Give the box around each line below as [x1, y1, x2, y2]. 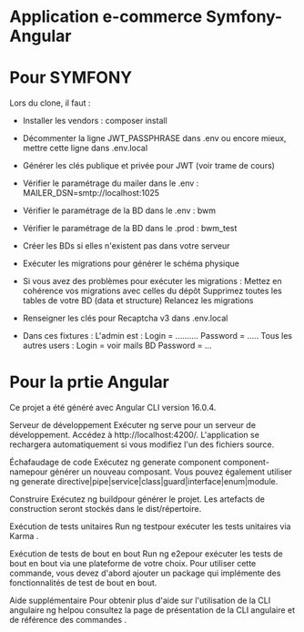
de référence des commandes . [9, 615, 127, 626]
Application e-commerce [9, 6, 203, 27]
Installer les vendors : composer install [22, 116, 168, 127]
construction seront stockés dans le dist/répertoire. [9, 504, 202, 515]
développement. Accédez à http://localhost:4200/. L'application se [9, 430, 259, 441]
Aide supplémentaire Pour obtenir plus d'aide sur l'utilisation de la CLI [9, 595, 271, 607]
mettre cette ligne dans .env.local [22, 143, 148, 154]
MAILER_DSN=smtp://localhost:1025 [22, 188, 160, 199]
